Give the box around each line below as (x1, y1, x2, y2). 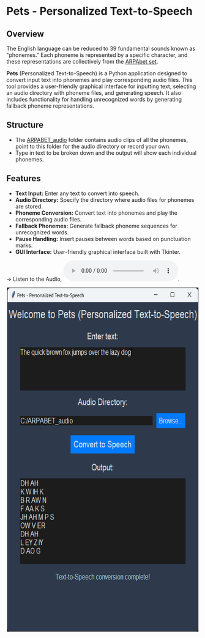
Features (6, 173, 41, 184)
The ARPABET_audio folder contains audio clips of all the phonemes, (15, 136, 188, 143)
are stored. (15, 202, 43, 210)
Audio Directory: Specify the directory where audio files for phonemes (15, 196, 195, 203)
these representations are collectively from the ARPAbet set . (6, 58, 158, 65)
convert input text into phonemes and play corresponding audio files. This (6, 76, 193, 83)
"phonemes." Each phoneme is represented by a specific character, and (6, 51, 188, 59)
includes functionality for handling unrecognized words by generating (6, 96, 182, 103)
